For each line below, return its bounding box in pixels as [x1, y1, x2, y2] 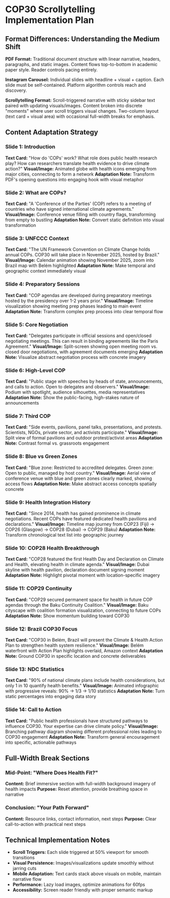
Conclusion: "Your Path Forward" [5, 804, 90, 811]
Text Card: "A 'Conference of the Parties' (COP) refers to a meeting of [5, 201, 152, 207]
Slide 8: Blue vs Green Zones [5, 453, 77, 460]
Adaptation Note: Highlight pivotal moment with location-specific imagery [5, 572, 160, 578]
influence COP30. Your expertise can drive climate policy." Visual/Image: [5, 723, 158, 729]
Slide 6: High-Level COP [5, 367, 66, 374]
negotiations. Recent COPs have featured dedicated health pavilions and [5, 516, 157, 522]
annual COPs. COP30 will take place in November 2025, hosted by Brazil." [5, 252, 160, 258]
